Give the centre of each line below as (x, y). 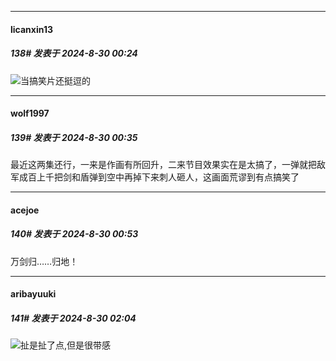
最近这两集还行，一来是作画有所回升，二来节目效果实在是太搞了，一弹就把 (163, 165)
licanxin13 (31, 29)
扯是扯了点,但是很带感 (66, 345)
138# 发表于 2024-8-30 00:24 (74, 53)
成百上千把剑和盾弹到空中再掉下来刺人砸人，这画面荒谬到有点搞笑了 (159, 177)
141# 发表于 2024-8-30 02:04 (73, 318)
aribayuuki (33, 294)
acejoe (25, 210)
